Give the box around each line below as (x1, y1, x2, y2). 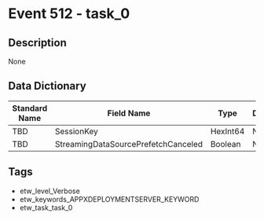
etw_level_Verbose (19, 186, 80, 195)
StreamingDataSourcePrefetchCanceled (54, 138, 203, 149)
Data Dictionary (8, 79, 86, 93)
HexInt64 (210, 126, 245, 137)
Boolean (210, 138, 241, 149)
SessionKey (54, 126, 98, 137)
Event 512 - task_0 (8, 5, 130, 23)
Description (8, 36, 67, 49)
